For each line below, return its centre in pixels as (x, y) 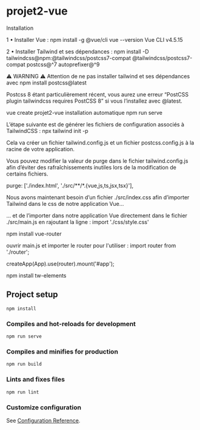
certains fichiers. (27, 174)
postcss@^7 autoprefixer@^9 (63, 64)
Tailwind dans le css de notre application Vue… (65, 203)
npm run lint (23, 392)
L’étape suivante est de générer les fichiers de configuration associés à (95, 124)
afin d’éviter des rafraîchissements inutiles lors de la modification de (92, 167)
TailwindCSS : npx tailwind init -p (48, 131)
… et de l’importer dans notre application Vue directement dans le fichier (97, 215)
